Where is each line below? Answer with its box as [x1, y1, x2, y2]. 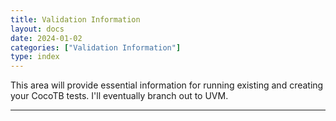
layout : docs [10, 24, 65, 34]
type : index [10, 52, 60, 62]
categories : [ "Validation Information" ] [10, 42, 182, 53]
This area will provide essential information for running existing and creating [10, 79, 324, 91]
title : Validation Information [10, 14, 141, 25]
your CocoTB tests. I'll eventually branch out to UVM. [10, 90, 229, 102]
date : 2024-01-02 [10, 33, 83, 43]
